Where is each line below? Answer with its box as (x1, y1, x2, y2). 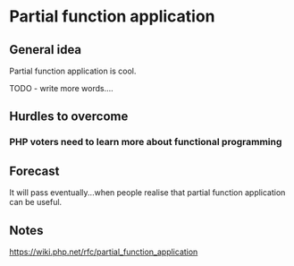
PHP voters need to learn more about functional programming (9, 136, 282, 149)
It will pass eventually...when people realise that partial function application (9, 187, 286, 198)
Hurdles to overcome (9, 109, 129, 124)
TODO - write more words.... (9, 83, 113, 93)
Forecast (9, 163, 60, 178)
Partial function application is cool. (9, 65, 137, 76)
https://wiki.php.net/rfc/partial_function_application (9, 246, 198, 257)
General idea (9, 42, 82, 57)
